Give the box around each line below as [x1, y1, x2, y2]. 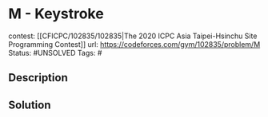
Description [8, 71, 68, 84]
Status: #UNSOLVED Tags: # [8, 48, 102, 57]
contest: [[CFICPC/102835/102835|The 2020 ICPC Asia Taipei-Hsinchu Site [8, 31, 258, 41]
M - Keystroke [8, 5, 104, 23]
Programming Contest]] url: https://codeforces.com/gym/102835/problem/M [8, 39, 261, 49]
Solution [8, 98, 51, 111]
